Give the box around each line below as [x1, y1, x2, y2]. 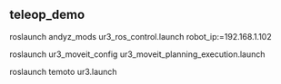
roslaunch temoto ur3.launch [9, 66, 117, 77]
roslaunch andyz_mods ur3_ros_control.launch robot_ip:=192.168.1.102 [9, 31, 272, 42]
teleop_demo [9, 7, 85, 23]
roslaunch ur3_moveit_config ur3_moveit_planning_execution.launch [9, 49, 266, 60]
